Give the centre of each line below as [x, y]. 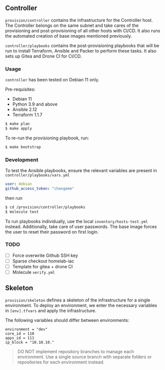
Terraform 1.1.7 [27, 115]
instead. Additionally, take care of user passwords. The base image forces [81, 226]
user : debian [19, 184]
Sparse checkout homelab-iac [43, 261]
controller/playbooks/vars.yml [38, 176]
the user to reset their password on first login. [52, 232]
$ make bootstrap [23, 147]
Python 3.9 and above [35, 104]
